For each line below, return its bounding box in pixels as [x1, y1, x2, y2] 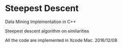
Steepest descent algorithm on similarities [5, 28, 89, 34]
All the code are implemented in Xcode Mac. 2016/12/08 [5, 37, 118, 43]
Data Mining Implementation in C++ [5, 19, 76, 24]
